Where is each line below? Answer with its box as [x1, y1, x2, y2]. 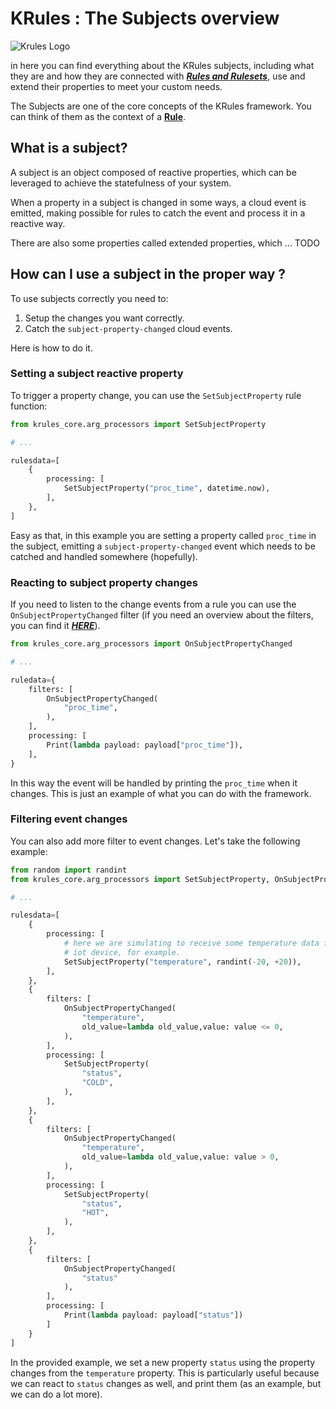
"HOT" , [81, 1208, 110, 1218]
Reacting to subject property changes [10, 575, 198, 589]
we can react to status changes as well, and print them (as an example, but [10, 1377, 322, 1389]
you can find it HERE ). [10, 620, 101, 632]
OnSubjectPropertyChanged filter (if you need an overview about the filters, [10, 609, 314, 621]
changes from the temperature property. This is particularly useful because [10, 1367, 320, 1379]
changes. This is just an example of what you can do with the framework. [10, 787, 312, 799]
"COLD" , [81, 1078, 114, 1088]
